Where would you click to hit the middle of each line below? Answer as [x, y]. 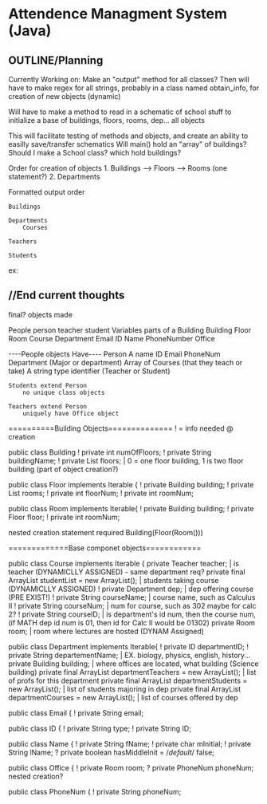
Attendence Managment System [118, 14]
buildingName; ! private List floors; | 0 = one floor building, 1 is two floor [126, 460]
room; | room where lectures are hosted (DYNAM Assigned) [106, 631]
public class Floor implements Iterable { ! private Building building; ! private [131, 484]
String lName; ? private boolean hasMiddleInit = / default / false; [112, 752]
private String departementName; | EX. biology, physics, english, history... [130, 655]
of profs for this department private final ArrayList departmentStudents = [128, 680]
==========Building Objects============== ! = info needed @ [121, 428]
